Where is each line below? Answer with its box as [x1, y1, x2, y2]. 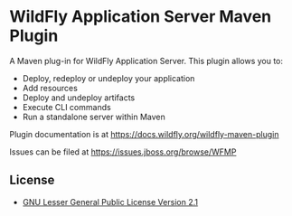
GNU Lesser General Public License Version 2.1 [22, 196, 199, 207]
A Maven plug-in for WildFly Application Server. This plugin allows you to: [9, 55, 283, 66]
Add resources [22, 82, 79, 93]
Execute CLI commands [22, 101, 111, 112]
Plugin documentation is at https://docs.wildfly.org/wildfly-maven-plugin [9, 128, 279, 139]
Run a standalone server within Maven [22, 111, 165, 122]
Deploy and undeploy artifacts [22, 92, 136, 103]
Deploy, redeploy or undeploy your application [22, 72, 195, 83]
